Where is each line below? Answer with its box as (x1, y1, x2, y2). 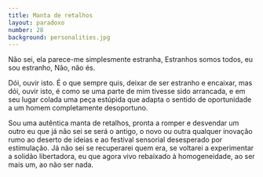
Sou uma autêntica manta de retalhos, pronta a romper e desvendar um (8, 118, 239, 128)
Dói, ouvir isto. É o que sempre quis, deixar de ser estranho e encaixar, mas (8, 78, 253, 88)
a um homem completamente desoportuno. (8, 103, 148, 113)
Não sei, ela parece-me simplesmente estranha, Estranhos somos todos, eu (8, 55, 254, 64)
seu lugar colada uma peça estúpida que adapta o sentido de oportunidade (8, 95, 252, 104)
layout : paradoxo (8, 19, 65, 27)
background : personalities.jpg (8, 33, 111, 42)
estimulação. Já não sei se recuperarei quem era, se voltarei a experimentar (8, 143, 254, 153)
